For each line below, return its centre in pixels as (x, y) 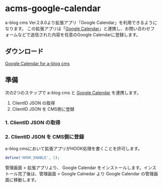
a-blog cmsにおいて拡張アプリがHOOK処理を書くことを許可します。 (74, 148)
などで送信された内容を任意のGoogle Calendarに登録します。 (79, 34)
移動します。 (26, 180)
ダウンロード (24, 51)
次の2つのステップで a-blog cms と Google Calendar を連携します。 (73, 92)
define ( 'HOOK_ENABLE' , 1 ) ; (32, 158)
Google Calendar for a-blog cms (37, 63)
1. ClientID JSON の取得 (33, 123)
